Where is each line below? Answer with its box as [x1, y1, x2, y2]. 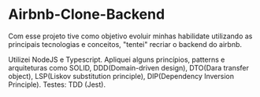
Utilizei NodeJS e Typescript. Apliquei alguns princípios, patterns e [8, 55, 225, 64]
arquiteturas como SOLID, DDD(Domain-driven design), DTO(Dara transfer [8, 63, 250, 72]
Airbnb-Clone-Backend [8, 5, 165, 23]
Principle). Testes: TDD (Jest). [8, 80, 106, 89]
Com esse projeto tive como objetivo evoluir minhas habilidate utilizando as [8, 31, 253, 41]
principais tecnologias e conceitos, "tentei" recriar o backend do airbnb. [8, 39, 243, 48]
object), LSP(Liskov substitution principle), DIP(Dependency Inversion [8, 71, 235, 81]
